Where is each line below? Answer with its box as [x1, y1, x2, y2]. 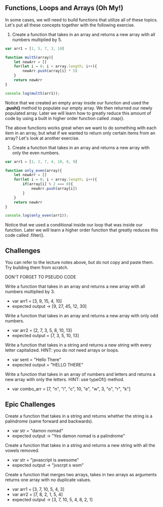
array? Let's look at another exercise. [5, 135, 80, 141]
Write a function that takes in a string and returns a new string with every [5, 342, 152, 348]
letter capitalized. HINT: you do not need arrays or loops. [5, 347, 120, 353]
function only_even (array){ [5, 168, 62, 173]
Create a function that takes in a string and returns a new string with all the [5, 442, 155, 448]
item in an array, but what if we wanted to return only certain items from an [5, 130, 156, 136]
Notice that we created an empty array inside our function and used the [5, 100, 149, 105]
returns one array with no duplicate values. [5, 477, 91, 483]
